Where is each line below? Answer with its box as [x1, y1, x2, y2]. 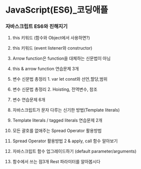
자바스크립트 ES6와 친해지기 [5, 23, 68, 30]
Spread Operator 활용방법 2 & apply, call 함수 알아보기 [12, 138, 118, 144]
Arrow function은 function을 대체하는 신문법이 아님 [12, 55, 111, 61]
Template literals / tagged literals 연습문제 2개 [12, 118, 103, 123]
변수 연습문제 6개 [12, 97, 46, 102]
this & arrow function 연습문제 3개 [12, 66, 79, 72]
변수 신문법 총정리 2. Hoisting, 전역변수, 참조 [12, 86, 97, 92]
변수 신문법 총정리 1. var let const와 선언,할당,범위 [12, 76, 108, 82]
